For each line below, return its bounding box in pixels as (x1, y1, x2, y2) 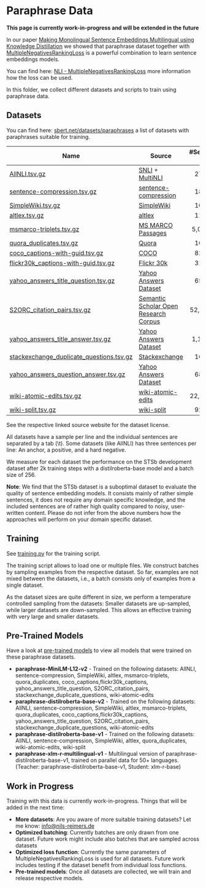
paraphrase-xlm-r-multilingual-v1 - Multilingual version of (15, 750, 165, 758)
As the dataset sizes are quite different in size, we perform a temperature (6, 593, 191, 600)
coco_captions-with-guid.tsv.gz (9, 248, 104, 257)
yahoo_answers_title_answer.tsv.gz (9, 334, 112, 343)
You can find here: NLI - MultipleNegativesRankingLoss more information (6, 67, 191, 74)
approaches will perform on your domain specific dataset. (6, 516, 153, 523)
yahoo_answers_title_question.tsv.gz (9, 276, 115, 285)
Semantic (139, 294, 166, 302)
